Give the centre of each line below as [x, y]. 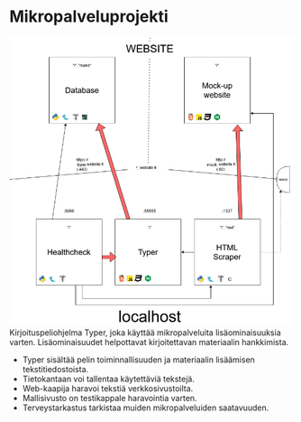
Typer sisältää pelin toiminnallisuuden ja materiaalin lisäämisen [138, 360]
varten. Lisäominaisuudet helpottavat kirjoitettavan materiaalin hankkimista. [149, 342]
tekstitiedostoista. [55, 370]
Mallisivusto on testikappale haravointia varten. [109, 399]
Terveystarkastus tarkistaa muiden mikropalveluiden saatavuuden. [146, 408]
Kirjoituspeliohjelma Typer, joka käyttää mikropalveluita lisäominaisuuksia [145, 333]
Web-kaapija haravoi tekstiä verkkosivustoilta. [108, 389]
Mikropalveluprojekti [89, 17]
